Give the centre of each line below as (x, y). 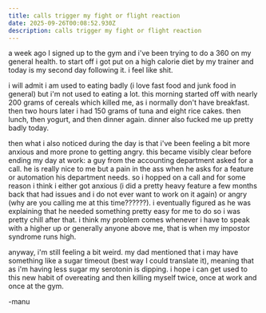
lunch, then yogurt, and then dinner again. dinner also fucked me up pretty (131, 120)
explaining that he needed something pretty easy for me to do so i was (125, 212)
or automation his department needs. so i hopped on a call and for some (127, 177)
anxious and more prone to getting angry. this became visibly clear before (130, 152)
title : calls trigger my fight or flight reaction (94, 16)
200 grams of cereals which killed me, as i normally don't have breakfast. (129, 103)
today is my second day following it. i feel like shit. (91, 70)
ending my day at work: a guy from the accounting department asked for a (131, 160)
